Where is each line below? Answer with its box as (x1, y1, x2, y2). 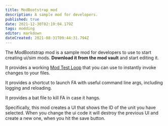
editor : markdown (5, 31, 42, 36)
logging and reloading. (5, 85, 52, 91)
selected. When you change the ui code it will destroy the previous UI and (5, 109, 159, 116)
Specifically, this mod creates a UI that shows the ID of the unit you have (5, 104, 156, 110)
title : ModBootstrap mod (5, 7, 58, 13)
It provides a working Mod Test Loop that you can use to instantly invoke (5, 64, 156, 71)
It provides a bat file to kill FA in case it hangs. (5, 94, 101, 101)
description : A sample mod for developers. (5, 12, 98, 17)
